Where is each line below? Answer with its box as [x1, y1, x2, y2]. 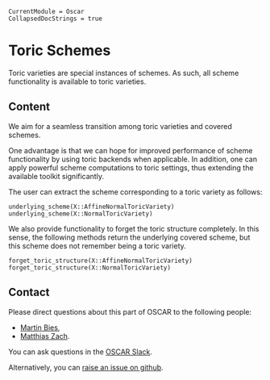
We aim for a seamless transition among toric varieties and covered [8, 121, 232, 131]
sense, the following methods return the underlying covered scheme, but [8, 232, 251, 242]
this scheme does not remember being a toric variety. [8, 240, 187, 250]
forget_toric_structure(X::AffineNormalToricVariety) [8, 257, 193, 265]
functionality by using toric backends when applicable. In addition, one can [8, 154, 258, 164]
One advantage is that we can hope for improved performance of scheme [8, 145, 253, 155]
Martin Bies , [19, 323, 60, 332]
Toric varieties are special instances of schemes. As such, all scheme [8, 68, 239, 77]
